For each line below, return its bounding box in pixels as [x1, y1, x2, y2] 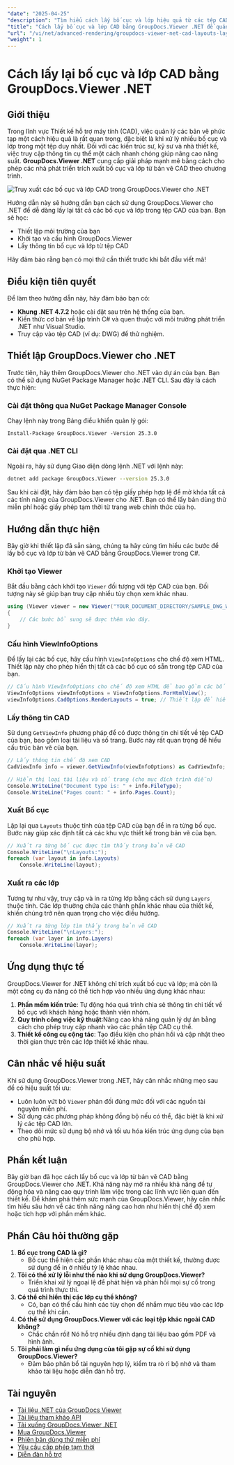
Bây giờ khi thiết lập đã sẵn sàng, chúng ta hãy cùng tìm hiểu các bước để [7, 542, 219, 550]
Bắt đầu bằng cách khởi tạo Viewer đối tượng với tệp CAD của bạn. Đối [7, 582, 209, 591]
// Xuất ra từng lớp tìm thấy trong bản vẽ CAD [7, 922, 157, 929]
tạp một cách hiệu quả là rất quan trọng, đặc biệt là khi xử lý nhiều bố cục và [7, 135, 227, 143]
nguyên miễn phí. [17, 1105, 68, 1113]
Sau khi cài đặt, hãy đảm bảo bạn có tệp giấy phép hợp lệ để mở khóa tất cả [7, 488, 226, 496]
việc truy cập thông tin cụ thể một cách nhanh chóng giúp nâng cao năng [7, 149, 218, 158]
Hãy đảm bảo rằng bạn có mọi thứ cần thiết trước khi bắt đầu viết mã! [7, 255, 207, 264]
